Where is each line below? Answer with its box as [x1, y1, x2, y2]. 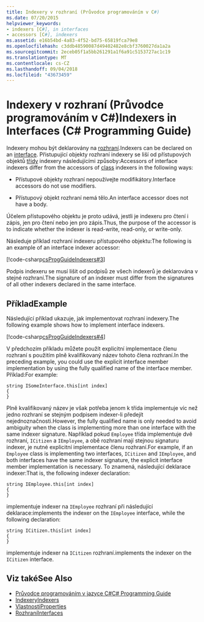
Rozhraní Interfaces [15, 609, 64, 616]
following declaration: [6, 516, 61, 523]
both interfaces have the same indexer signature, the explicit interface [6, 457, 183, 463]
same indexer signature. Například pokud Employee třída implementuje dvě [6, 430, 192, 438]
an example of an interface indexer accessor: [6, 244, 120, 251]
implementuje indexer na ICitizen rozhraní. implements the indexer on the [6, 549, 192, 556]
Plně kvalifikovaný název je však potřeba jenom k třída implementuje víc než [6, 404, 199, 411]
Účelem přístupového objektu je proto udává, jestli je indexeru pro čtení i [6, 213, 189, 220]
